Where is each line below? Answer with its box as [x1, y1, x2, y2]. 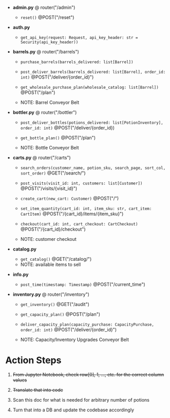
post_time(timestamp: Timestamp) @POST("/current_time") [20, 281, 145, 287]
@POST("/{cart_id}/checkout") [20, 226, 86, 232]
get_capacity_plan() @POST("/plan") [20, 311, 101, 317]
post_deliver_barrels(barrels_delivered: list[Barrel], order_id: [20, 69, 166, 74]
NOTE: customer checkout [20, 236, 77, 242]
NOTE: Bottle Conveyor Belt [20, 145, 79, 150]
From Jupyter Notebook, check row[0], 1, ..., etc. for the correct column [12, 371, 164, 377]
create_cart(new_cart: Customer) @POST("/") [20, 195, 119, 201]
